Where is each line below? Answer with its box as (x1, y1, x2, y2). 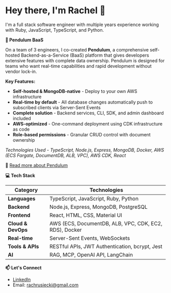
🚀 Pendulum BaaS (5, 37, 44, 43)
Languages (8, 195, 36, 202)
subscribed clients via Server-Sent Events (12, 104, 101, 110)
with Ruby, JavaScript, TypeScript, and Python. (5, 27, 104, 33)
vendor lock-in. (5, 68, 37, 75)
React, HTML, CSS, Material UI (49, 211, 122, 218)
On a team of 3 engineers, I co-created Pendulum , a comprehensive (5, 46, 149, 53)
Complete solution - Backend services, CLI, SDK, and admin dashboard (12, 110, 164, 116)
